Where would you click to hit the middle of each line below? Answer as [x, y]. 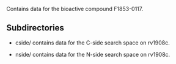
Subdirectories [35, 28]
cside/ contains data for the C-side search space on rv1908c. [92, 43]
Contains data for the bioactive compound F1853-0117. [75, 9]
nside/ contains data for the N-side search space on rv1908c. [93, 54]
